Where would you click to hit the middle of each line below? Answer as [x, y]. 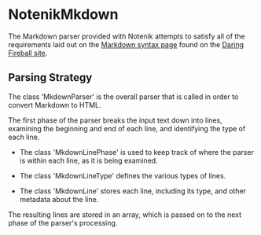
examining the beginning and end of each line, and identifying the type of [127, 128]
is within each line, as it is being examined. [89, 160]
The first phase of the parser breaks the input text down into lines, [115, 120]
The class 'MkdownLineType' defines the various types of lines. [123, 175]
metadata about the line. [59, 199]
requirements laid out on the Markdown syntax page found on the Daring [126, 44]
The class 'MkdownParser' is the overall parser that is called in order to [123, 97]
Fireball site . [28, 53]
